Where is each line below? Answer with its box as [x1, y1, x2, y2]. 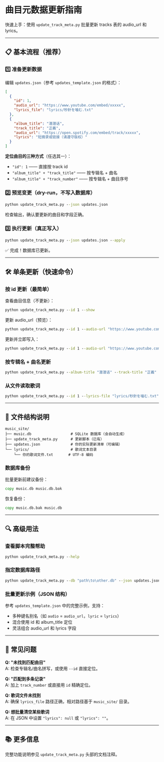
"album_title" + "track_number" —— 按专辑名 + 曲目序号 [12, 176, 128, 181]
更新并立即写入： [5, 336, 40, 342]
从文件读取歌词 [5, 382, 41, 389]
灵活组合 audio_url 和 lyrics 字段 [12, 625, 77, 631]
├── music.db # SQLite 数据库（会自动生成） [5, 431, 127, 436]
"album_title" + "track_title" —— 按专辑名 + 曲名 [12, 170, 118, 175]
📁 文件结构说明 [5, 413, 50, 421]
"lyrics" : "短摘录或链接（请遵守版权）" [14, 135, 88, 140]
